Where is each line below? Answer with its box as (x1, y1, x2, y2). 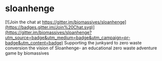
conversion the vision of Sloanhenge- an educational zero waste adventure (5, 45, 157, 51)
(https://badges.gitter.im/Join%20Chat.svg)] (5, 24, 95, 30)
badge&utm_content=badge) (5, 40, 63, 45)
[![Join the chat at (5, 19, 41, 25)
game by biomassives (5, 50, 49, 56)
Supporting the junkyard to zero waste (64, 40, 142, 45)
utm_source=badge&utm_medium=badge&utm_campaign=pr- (5, 35, 131, 41)
